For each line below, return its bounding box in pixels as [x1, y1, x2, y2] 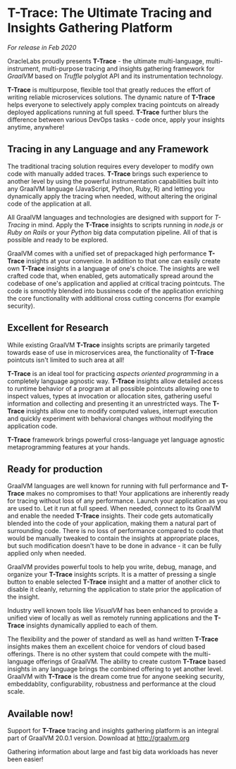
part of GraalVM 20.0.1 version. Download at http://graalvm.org [7, 734, 190, 742]
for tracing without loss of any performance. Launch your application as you [7, 496, 228, 505]
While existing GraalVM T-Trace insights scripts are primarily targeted [7, 340, 210, 349]
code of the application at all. [7, 199, 92, 208]
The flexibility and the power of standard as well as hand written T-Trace [7, 635, 218, 644]
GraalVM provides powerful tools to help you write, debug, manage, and [7, 563, 217, 571]
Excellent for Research [7, 322, 109, 334]
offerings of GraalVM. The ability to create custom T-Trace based [35, 657, 226, 666]
